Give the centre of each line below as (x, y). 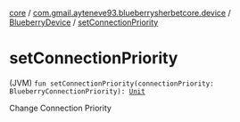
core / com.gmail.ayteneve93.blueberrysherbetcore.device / (120, 13)
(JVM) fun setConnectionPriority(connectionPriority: (112, 83)
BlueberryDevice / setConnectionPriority (84, 22)
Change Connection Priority (60, 108)
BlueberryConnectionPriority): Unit (77, 91)
